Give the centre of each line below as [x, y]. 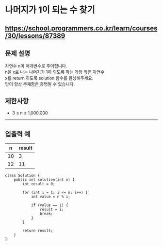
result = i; [52, 210]
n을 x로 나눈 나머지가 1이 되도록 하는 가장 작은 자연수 [55, 72]
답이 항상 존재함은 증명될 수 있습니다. [40, 84]
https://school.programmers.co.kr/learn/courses [81, 28]
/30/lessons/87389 [35, 36]
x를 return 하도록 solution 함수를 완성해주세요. [49, 78]
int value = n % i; [50, 197]
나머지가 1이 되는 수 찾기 [50, 10]
